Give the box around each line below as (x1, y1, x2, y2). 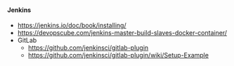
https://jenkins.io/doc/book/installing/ (17, 21, 126, 29)
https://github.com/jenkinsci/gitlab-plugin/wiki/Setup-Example (27, 51, 209, 60)
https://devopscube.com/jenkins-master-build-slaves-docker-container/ (17, 29, 227, 37)
